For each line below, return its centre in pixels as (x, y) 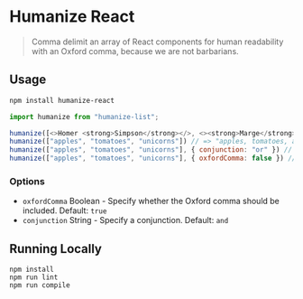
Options (27, 181)
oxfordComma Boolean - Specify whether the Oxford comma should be (151, 201)
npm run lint (34, 277)
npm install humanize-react (62, 100)
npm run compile (40, 285)
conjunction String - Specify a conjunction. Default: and (125, 220)
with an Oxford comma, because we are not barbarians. (135, 51)
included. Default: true (64, 210)
